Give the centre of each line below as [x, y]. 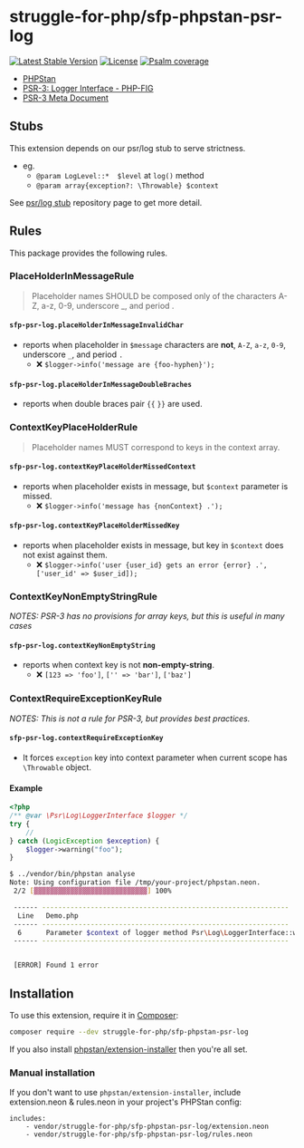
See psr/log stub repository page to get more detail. [106, 202]
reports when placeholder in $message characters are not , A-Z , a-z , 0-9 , [154, 345]
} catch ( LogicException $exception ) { [85, 841]
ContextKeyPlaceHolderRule [74, 428]
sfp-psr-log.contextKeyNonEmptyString [82, 645]
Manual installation [52, 1073]
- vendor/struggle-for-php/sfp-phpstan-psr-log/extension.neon [147, 1127]
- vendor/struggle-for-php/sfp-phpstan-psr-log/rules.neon [139, 1134]
